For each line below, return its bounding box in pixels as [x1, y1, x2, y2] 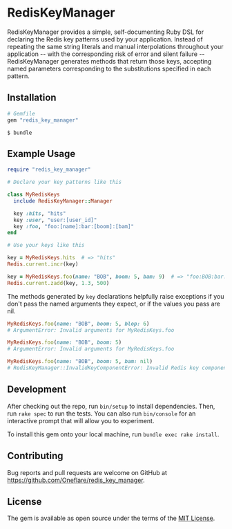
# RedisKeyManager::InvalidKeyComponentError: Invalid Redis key [7, 364, 199, 371]
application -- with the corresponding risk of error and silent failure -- [7, 50, 205, 58]
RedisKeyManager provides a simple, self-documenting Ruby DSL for [7, 28, 204, 36]
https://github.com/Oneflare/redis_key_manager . [7, 476, 145, 484]
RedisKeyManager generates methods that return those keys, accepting [7, 57, 212, 65]
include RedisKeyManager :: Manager [13, 197, 113, 205]
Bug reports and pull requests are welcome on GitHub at [7, 468, 168, 476]
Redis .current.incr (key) [7, 261, 79, 268]
